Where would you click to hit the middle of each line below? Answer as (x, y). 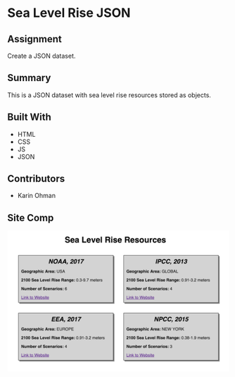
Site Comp (31, 217)
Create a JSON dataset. (42, 56)
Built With (29, 117)
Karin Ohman (37, 196)
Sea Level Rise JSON (69, 13)
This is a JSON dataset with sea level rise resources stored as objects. (109, 95)
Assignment (34, 39)
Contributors (36, 179)
